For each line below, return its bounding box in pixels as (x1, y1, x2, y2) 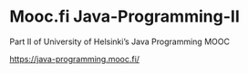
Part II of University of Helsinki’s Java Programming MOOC (9, 36, 231, 47)
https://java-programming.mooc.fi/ (9, 53, 139, 64)
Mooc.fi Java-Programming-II (9, 6, 240, 27)
